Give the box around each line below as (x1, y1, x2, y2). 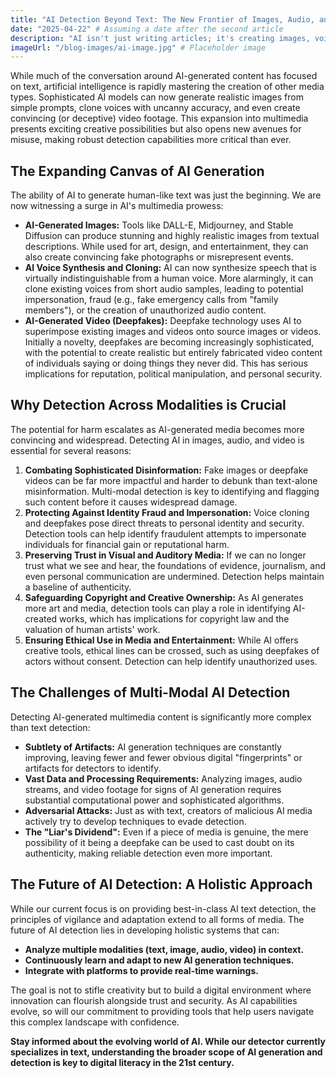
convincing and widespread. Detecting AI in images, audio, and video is (10, 434, 305, 446)
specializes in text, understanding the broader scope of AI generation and (10, 1046, 323, 1058)
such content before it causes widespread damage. (24, 496, 238, 508)
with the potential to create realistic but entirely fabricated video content (24, 347, 323, 359)
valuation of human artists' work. (24, 623, 161, 635)
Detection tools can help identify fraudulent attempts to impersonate (24, 527, 307, 540)
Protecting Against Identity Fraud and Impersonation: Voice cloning (24, 506, 310, 518)
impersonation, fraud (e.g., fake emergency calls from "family (24, 294, 279, 306)
